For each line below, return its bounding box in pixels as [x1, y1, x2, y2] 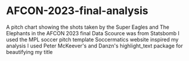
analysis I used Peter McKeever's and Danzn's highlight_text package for [6, 42, 183, 49]
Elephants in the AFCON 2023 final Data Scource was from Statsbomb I [6, 29, 180, 36]
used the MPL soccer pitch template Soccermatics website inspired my [6, 36, 179, 43]
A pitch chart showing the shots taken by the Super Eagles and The [6, 23, 170, 30]
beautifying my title [6, 48, 53, 55]
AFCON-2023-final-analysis [6, 4, 148, 18]
